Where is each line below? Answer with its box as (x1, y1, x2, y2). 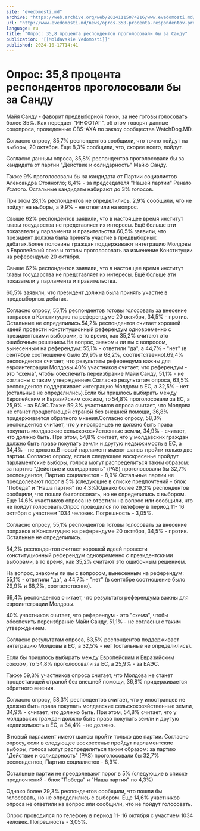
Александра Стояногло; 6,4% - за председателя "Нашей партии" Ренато (6, 179, 192, 186)
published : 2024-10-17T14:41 (6, 42, 79, 48)
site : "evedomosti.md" (6, 8, 62, 15)
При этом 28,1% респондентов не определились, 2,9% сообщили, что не (6, 197, 192, 204)
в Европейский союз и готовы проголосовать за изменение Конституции (6, 246, 193, 254)
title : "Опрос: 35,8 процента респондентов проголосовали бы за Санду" (6, 31, 187, 37)
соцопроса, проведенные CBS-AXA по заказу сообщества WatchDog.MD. (6, 125, 193, 132)
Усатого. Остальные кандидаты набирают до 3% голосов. (6, 186, 154, 193)
